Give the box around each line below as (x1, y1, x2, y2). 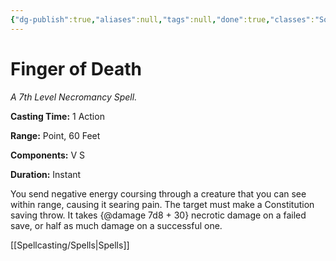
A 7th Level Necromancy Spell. (10, 91, 138, 103)
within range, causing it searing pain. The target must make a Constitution (10, 198, 315, 210)
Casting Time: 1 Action (10, 110, 105, 122)
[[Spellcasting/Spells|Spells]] (10, 239, 130, 251)
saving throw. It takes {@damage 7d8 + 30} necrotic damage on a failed (10, 209, 307, 221)
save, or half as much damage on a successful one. (10, 219, 223, 231)
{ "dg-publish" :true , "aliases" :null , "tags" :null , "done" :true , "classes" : (10, 14, 315, 25)
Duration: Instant (10, 168, 82, 180)
